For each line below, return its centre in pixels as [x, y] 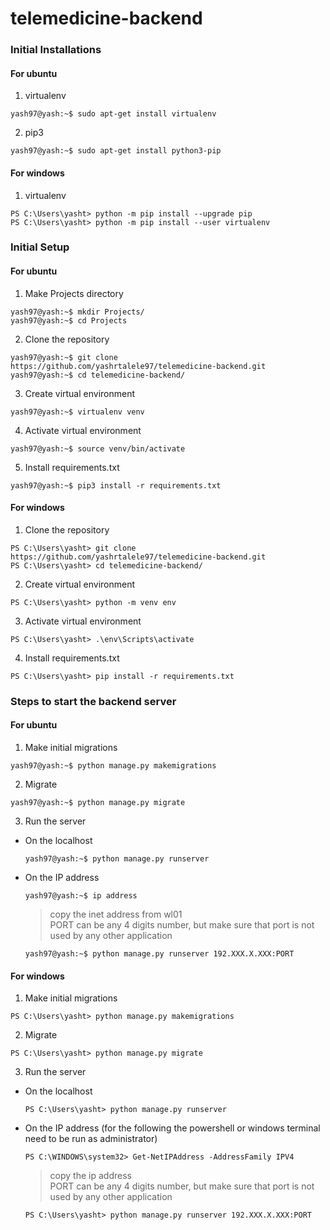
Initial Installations [56, 50]
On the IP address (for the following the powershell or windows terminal [172, 1128]
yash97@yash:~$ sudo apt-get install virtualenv [113, 114]
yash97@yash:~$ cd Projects [69, 320]
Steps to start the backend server [93, 701]
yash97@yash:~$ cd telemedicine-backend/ [98, 375]
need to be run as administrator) [91, 1139]
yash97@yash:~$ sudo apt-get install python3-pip [116, 151]
